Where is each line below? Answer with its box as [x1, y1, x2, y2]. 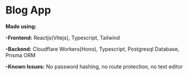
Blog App [5, 4, 51, 17]
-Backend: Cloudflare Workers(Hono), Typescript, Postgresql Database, [5, 45, 180, 53]
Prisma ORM [5, 51, 36, 58]
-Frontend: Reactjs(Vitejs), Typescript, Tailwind [5, 34, 121, 41]
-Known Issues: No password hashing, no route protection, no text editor [5, 63, 183, 70]
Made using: [5, 23, 37, 30]
